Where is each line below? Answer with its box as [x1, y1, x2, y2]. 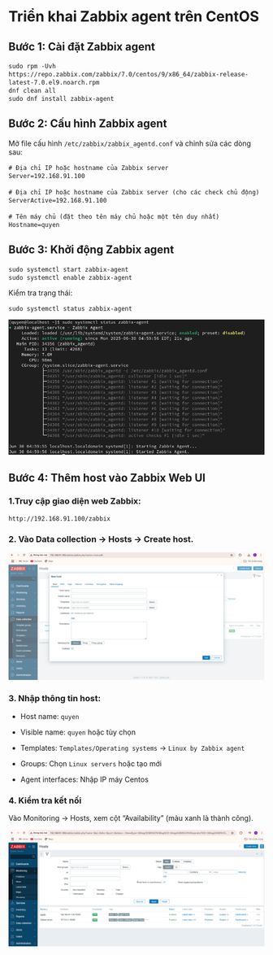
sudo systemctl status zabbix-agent [8, 304, 132, 312]
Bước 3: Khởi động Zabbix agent [8, 243, 175, 257]
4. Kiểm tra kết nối [8, 795, 82, 806]
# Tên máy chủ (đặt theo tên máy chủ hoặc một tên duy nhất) [8, 212, 220, 220]
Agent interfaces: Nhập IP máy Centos [19, 774, 149, 784]
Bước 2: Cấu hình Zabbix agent [8, 117, 167, 131]
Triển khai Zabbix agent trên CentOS [8, 7, 260, 26]
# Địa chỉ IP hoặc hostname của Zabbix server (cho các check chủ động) [8, 188, 260, 196]
